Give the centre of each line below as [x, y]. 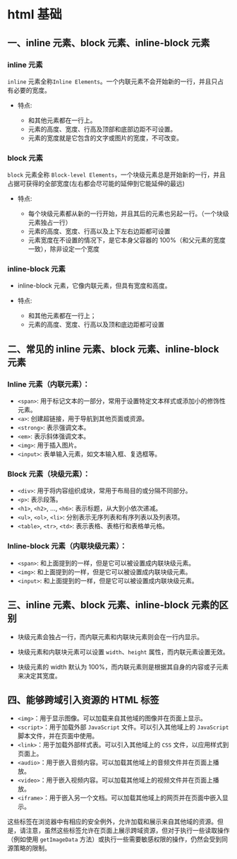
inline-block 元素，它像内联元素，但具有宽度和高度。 [94, 286]
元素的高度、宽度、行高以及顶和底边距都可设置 [96, 325]
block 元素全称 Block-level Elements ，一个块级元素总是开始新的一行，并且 [116, 175]
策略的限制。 [32, 848]
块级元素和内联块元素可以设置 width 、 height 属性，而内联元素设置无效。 [123, 652]
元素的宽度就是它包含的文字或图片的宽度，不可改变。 [105, 138]
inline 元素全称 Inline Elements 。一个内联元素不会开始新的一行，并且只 [113, 81]
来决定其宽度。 [39, 675]
